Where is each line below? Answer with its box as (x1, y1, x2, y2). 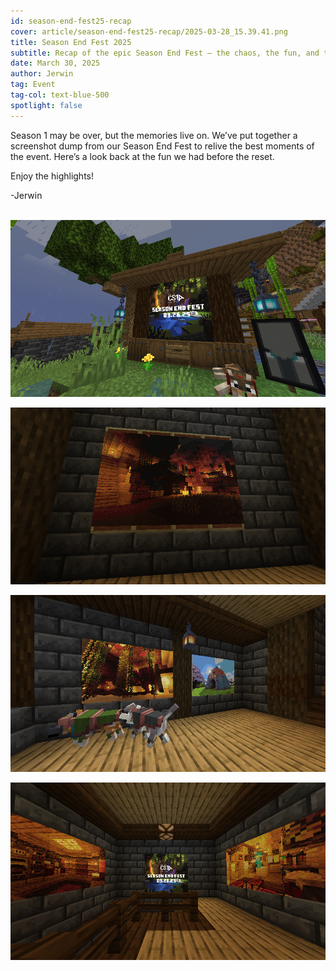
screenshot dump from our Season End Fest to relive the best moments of (10, 140, 315, 152)
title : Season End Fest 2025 (10, 37, 132, 47)
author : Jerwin (10, 69, 74, 79)
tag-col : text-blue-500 (10, 90, 110, 100)
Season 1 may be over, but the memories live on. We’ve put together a (10, 129, 298, 141)
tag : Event (10, 80, 56, 90)
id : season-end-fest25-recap (10, 16, 132, 26)
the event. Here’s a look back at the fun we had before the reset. (10, 150, 275, 162)
